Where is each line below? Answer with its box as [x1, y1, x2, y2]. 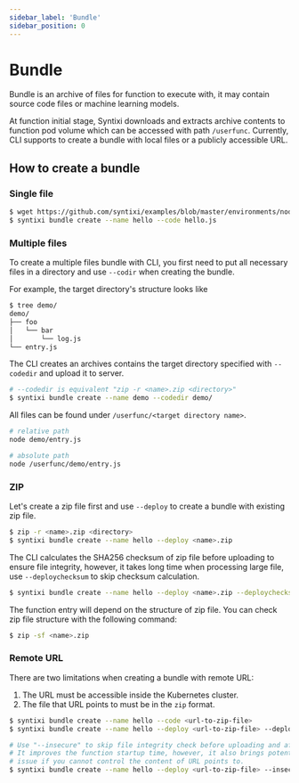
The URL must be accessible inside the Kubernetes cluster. [21, 689, 238, 700]
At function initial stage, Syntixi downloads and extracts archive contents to [9, 116, 286, 126]
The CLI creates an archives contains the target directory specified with [9, 358, 272, 370]
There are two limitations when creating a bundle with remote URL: [9, 672, 255, 682]
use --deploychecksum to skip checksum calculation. [9, 571, 200, 582]
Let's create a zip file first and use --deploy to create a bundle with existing [9, 501, 286, 511]
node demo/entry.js [9, 436, 82, 445]
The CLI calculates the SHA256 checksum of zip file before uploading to [9, 551, 275, 562]
